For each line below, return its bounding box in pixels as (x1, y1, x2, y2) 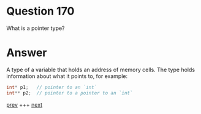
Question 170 (6, 4, 75, 18)
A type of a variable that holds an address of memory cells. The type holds (6, 66, 195, 73)
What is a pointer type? (6, 24, 66, 32)
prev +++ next (6, 101, 43, 108)
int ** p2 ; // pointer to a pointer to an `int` (6, 90, 133, 96)
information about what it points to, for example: (6, 72, 128, 80)
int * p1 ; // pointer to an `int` (6, 84, 97, 90)
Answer (6, 46, 47, 60)
